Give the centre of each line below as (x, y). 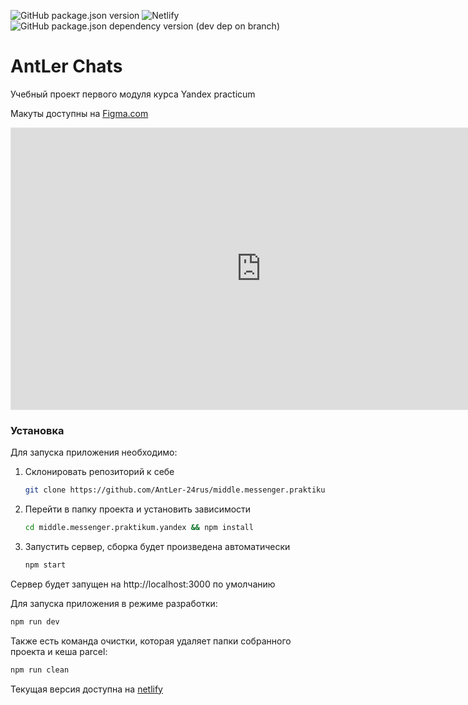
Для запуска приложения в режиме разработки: (114, 603)
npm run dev (35, 621)
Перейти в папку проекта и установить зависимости (138, 509)
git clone (45, 490)
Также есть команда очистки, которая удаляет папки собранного (151, 641)
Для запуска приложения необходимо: (94, 452)
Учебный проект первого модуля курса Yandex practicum (133, 94)
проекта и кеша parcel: (59, 651)
